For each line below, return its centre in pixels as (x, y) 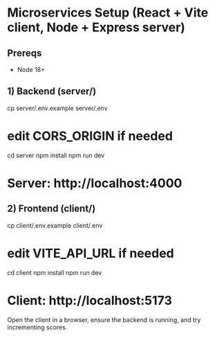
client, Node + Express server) (96, 27)
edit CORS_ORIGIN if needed (90, 136)
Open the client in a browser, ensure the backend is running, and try (104, 319)
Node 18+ (31, 70)
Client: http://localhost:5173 (90, 300)
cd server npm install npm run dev (56, 155)
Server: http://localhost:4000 (95, 183)
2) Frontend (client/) (52, 209)
